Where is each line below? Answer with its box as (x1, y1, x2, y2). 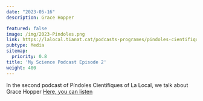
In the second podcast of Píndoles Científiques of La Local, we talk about (6, 81, 188, 88)
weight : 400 (6, 65, 36, 71)
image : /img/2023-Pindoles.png (6, 31, 85, 37)
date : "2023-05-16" (6, 8, 56, 15)
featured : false (6, 25, 47, 31)
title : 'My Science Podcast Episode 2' (6, 59, 107, 65)
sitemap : (6, 48, 28, 54)
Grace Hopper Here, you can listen (6, 88, 93, 95)
